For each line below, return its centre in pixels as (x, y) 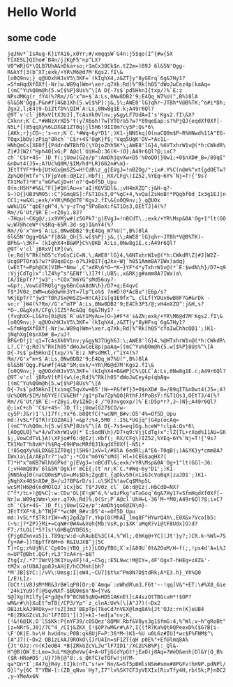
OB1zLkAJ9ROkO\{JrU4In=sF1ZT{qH (91, 640)
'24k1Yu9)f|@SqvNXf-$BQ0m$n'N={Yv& (59, 591)
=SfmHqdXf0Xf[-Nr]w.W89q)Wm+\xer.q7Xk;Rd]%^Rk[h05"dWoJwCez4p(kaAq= (109, 84)
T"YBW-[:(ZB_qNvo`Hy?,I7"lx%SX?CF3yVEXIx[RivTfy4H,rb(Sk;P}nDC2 (131, 670)
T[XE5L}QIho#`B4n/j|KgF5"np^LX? (54, 60)
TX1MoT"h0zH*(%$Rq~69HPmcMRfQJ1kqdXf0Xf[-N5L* (76, 444)
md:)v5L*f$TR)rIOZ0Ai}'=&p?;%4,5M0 (59, 420)
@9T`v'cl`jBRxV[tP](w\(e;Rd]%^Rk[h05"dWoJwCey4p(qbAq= (89, 377)
